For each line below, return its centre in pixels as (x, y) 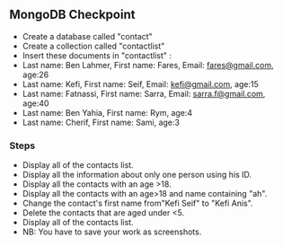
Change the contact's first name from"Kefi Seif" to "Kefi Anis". (137, 203)
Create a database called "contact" (87, 36)
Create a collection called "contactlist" (93, 46)
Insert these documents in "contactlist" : (97, 55)
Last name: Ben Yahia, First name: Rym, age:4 (107, 112)
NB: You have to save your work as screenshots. (112, 232)
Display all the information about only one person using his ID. (137, 175)
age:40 (35, 103)
